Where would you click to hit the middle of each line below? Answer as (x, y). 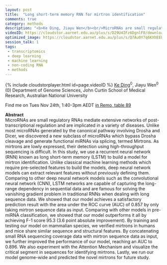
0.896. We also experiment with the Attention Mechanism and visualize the (82, 247)
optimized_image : (23, 38)
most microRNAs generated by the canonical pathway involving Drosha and (83, 130)
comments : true (21, 19)
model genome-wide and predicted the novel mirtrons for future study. (78, 257)
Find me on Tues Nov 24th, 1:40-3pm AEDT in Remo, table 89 (68, 105)
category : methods (24, 24)
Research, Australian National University (46, 95)
